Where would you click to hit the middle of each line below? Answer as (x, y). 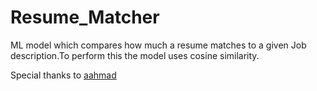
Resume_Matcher (85, 17)
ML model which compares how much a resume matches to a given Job (158, 45)
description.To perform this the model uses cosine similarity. (135, 55)
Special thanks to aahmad (63, 75)
